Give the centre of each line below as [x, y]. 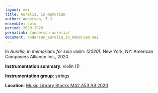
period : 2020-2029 [24, 28]
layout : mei [17, 10]
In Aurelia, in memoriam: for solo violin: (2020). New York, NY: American [79, 51]
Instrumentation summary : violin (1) [42, 66]
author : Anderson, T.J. [30, 19]
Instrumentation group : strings [37, 76]
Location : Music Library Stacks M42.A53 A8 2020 [57, 85]
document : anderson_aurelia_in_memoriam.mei [52, 38]
